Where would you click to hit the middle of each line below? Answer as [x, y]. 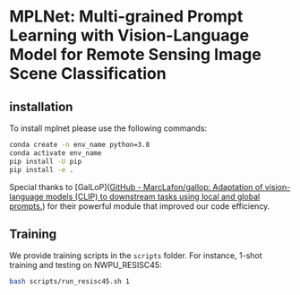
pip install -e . [42, 169]
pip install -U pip [46, 161]
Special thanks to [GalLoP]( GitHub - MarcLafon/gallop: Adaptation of [136, 187]
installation [41, 106]
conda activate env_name [56, 153]
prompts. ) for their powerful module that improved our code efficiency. [140, 206]
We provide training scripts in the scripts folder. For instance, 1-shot [136, 256]
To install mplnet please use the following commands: [108, 128]
